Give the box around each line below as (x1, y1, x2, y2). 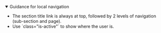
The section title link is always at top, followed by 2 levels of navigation (12, 13, 157, 19)
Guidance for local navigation (9, 4, 69, 9)
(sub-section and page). (12, 18, 62, 24)
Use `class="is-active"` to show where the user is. (12, 23, 114, 29)
